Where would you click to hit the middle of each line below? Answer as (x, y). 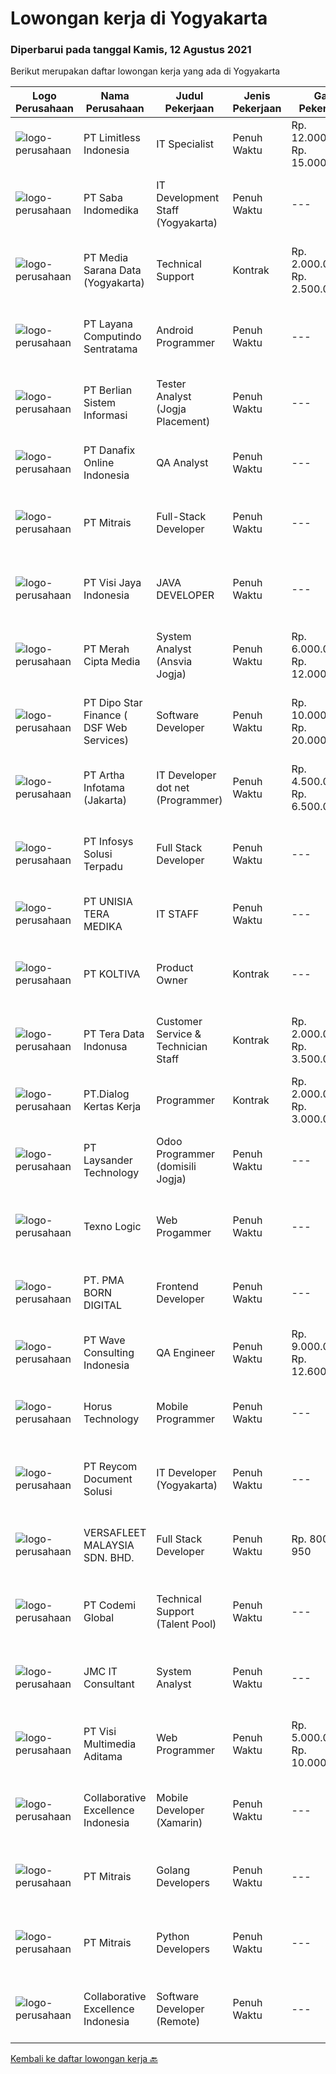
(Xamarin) (179, 1823)
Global (99, 1618)
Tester (171, 384)
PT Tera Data (114, 1034)
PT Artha (104, 775)
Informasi (105, 415)
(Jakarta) (105, 800)
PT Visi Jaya (112, 583)
